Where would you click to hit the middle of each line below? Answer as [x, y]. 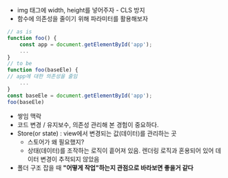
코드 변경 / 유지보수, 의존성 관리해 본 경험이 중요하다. [88, 124]
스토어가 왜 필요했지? [56, 142]
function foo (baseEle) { [43, 70]
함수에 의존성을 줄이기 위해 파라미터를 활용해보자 [82, 19]
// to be [20, 64]
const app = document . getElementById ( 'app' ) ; [86, 44]
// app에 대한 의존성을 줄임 [42, 77]
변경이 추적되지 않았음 [70, 159]
